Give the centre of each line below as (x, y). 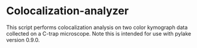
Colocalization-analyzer (67, 11)
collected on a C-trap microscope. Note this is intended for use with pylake (99, 33)
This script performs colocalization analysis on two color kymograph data (97, 27)
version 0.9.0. (23, 40)
